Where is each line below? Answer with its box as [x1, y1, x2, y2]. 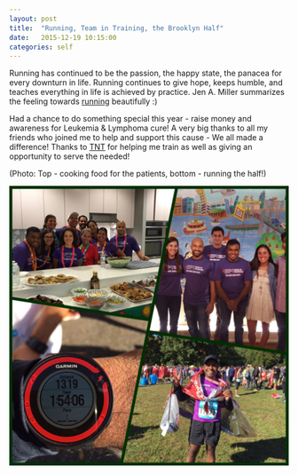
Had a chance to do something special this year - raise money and [9, 114, 252, 124]
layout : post [9, 14, 58, 23]
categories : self [9, 43, 74, 51]
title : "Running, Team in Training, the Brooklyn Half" [9, 23, 224, 33]
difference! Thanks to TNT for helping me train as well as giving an [9, 142, 253, 153]
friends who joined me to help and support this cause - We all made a [9, 132, 263, 143]
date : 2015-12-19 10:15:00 [9, 33, 117, 42]
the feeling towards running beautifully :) [9, 96, 158, 107]
